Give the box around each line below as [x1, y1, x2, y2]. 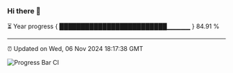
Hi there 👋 [7, 6, 42, 16]
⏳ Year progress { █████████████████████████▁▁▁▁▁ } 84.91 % [7, 22, 220, 30]
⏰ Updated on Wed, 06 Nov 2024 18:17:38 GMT [7, 45, 144, 53]
